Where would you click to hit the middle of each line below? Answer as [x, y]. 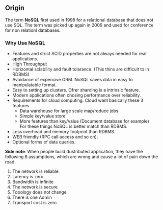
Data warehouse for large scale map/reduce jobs [69, 111]
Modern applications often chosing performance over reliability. [77, 95]
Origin [15, 8]
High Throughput [29, 64]
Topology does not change [40, 192]
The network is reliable [35, 171]
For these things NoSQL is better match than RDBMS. [73, 126]
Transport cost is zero [34, 203]
